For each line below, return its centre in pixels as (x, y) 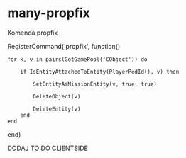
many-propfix (49, 13)
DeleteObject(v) (57, 96)
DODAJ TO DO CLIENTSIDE (48, 148)
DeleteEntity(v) (57, 109)
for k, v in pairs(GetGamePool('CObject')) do (77, 59)
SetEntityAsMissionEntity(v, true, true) (95, 84)
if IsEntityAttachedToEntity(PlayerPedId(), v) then (100, 72)
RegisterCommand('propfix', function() (64, 46)
